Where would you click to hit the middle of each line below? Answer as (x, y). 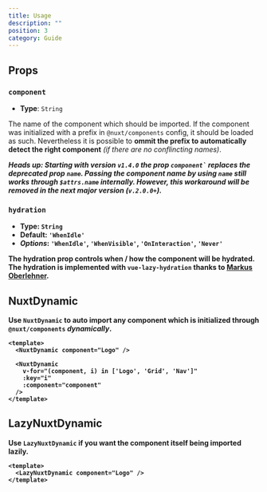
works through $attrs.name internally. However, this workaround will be (129, 181)
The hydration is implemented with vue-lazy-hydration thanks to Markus (130, 268)
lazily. (19, 451)
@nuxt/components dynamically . (60, 329)
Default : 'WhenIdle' (52, 235)
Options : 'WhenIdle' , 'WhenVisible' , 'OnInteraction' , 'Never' (121, 244)
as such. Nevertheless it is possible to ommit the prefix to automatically (128, 141)
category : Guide (35, 38)
